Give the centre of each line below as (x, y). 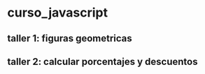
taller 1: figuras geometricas (70, 38)
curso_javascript (58, 13)
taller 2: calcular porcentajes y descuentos (102, 61)
